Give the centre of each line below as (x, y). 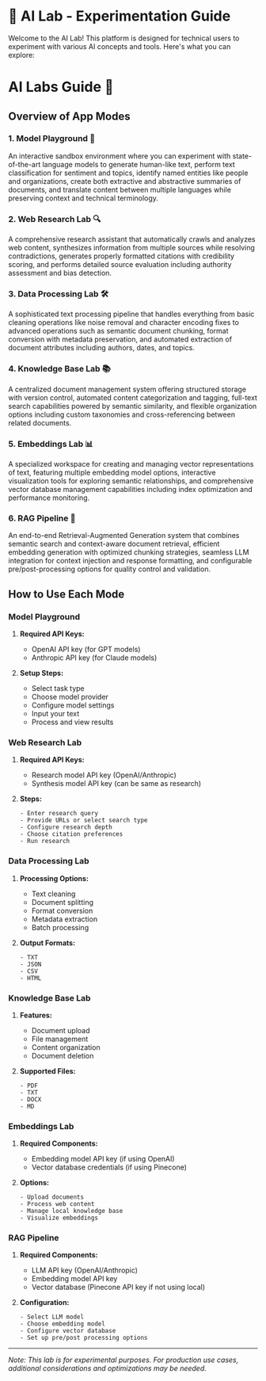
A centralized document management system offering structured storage (127, 389)
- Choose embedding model (62, 1324)
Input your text (55, 713)
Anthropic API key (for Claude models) (94, 658)
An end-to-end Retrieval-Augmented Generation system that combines (124, 536)
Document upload (61, 1030)
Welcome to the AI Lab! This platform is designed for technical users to (124, 38)
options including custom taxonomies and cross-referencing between (122, 414)
